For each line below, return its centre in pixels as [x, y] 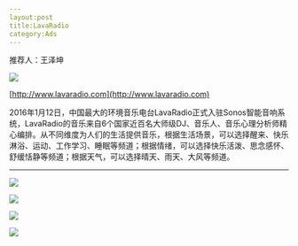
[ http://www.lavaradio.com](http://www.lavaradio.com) [110, 95]
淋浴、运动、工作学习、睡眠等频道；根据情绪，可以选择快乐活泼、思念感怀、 [149, 146]
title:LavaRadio [39, 26]
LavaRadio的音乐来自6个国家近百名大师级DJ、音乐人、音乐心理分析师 [152, 124]
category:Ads [33, 34]
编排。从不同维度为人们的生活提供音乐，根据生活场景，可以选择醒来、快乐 [153, 135]
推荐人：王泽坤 [36, 60]
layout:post [31, 17]
